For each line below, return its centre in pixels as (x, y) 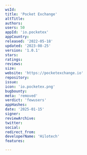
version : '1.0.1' (23, 50)
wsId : (10, 10)
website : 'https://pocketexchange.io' (44, 73)
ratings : (14, 59)
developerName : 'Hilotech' (32, 136)
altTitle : (15, 19)
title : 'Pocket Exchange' (31, 14)
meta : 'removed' (21, 96)
